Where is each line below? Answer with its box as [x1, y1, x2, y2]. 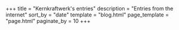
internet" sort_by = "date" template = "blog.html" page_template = [5, 11, 169, 18]
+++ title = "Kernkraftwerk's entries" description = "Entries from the [5, 5, 174, 12]
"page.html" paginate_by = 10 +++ [5, 18, 91, 24]
